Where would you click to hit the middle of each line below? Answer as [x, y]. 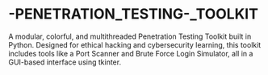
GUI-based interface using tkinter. [65, 62]
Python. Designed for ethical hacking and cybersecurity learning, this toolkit [135, 44]
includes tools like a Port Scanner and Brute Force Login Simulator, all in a [131, 53]
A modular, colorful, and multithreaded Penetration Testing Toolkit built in [130, 36]
